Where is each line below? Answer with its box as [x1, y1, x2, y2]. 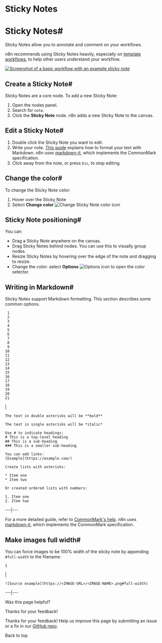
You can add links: [5, 452, 44, 457]
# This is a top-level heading [5, 435, 68, 440]
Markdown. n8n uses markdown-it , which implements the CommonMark [12, 150, 156, 156]
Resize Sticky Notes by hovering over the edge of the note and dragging [12, 254, 156, 260]
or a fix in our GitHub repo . [5, 623, 58, 629]
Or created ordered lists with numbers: [5, 486, 88, 491]
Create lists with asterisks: [5, 465, 66, 469]
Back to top [5, 633, 28, 638]
